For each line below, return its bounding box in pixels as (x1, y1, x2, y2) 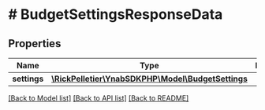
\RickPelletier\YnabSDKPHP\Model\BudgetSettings (50, 73, 248, 84)
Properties (8, 37, 62, 50)
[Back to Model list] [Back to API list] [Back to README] (8, 93, 189, 103)
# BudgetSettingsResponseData (8, 5, 223, 24)
